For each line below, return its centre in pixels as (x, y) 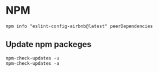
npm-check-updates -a (33, 63)
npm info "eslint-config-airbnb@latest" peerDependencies (79, 26)
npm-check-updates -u (33, 58)
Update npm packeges (49, 44)
